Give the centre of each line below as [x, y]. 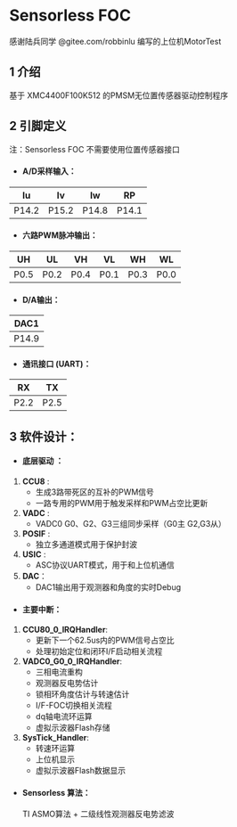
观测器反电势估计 [67, 684]
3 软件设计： [44, 436]
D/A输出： [41, 299]
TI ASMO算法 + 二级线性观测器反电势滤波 [98, 814]
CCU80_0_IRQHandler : [65, 630]
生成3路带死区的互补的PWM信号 [94, 492]
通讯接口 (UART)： [57, 364]
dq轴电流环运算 [64, 716]
